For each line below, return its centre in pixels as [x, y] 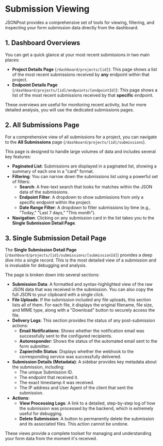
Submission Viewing [47, 9]
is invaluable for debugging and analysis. [46, 265]
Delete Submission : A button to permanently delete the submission [87, 419]
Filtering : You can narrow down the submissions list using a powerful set [85, 176]
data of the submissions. [44, 192]
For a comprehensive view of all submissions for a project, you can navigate [81, 137]
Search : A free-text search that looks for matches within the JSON [86, 186]
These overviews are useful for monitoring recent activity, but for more [76, 104]
